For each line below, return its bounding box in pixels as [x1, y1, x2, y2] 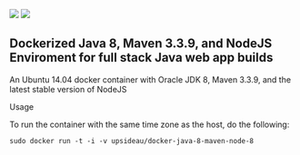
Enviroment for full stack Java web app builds [9, 50, 274, 65]
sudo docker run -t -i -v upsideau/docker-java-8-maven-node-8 [9, 136, 255, 145]
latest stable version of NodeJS [9, 83, 127, 94]
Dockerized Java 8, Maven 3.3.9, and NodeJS [9, 36, 273, 52]
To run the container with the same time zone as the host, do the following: [9, 119, 290, 130]
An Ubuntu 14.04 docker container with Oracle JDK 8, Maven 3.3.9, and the [9, 73, 292, 85]
